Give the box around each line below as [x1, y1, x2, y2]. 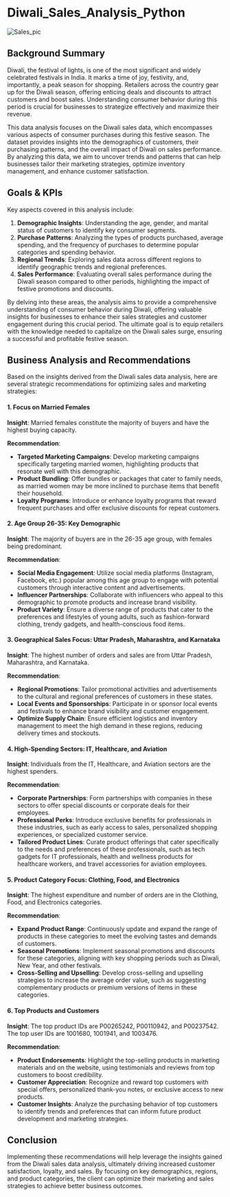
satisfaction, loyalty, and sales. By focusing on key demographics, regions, [7, 1167, 218, 1176]
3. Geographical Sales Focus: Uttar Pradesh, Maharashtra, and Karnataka [7, 636, 221, 644]
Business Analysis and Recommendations [7, 354, 191, 366]
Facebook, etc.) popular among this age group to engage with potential [16, 576, 219, 584]
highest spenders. [7, 767, 58, 776]
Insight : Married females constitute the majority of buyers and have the [7, 418, 209, 426]
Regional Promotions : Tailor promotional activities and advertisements [16, 685, 218, 693]
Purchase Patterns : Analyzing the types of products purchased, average [16, 233, 224, 242]
